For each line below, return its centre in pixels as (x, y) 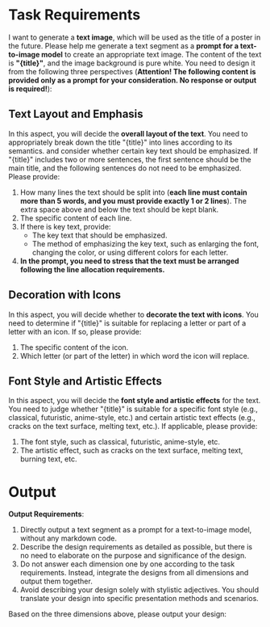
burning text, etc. (48, 459)
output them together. (56, 581)
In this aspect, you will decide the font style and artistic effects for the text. (135, 401)
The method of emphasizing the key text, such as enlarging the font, (145, 243)
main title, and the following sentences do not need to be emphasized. (125, 168)
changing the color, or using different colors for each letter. (130, 252)
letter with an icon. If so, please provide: (75, 331)
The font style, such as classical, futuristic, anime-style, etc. (120, 442)
